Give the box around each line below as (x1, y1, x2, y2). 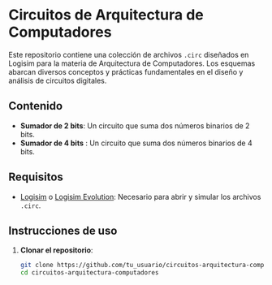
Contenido (8, 99, 63, 113)
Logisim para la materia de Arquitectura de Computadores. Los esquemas (8, 58, 256, 68)
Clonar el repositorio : (19, 245, 93, 255)
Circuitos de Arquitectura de (8, 6, 205, 24)
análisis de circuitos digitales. (8, 76, 107, 85)
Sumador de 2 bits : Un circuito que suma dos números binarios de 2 (19, 120, 250, 131)
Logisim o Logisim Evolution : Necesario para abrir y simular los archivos (19, 192, 261, 201)
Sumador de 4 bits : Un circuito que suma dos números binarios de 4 (19, 138, 253, 148)
